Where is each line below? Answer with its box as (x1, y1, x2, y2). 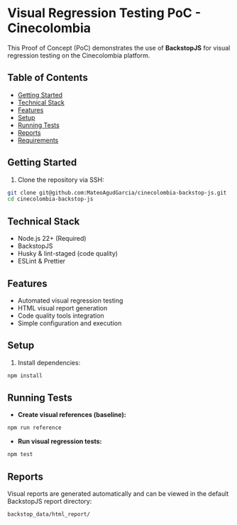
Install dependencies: (17, 358, 81, 367)
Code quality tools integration (17, 311, 104, 320)
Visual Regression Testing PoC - (7, 5, 202, 21)
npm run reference (7, 424, 62, 431)
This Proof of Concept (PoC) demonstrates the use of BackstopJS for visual (7, 43, 231, 52)
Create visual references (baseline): (17, 411, 126, 419)
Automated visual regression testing (17, 296, 123, 305)
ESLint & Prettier (17, 257, 66, 266)
